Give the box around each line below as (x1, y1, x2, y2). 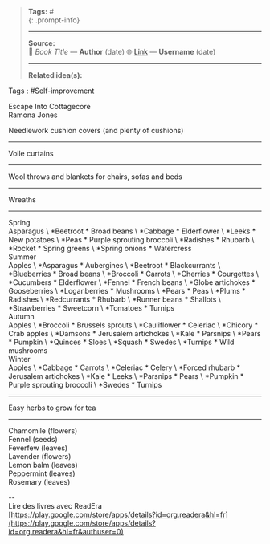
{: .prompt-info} (27, 15, 80, 25)
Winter (8, 355, 31, 363)
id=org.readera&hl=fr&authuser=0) (8, 527, 125, 536)
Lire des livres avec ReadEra (8, 501, 103, 510)
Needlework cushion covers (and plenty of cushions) (8, 126, 184, 135)
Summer (8, 252, 37, 262)
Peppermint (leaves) (8, 469, 76, 478)
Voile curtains (8, 148, 54, 158)
